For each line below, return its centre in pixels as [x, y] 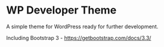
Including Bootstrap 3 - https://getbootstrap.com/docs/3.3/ [79, 38]
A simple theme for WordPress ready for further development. [82, 26]
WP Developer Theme [61, 10]
